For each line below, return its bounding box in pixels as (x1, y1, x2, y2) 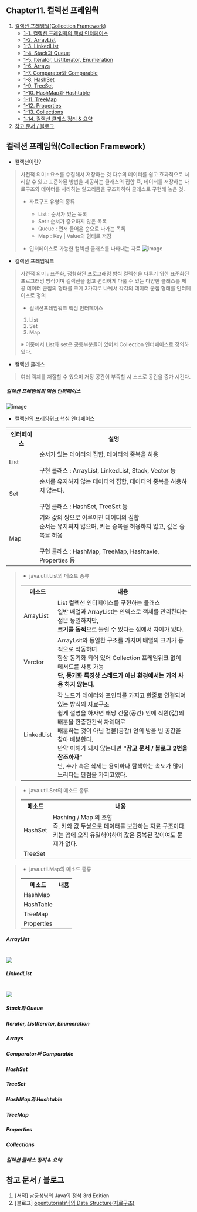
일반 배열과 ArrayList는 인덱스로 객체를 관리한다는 (57, 607, 188, 615)
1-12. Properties (23, 102, 62, 109)
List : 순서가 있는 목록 (38, 210, 87, 217)
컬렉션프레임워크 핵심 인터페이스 (29, 304, 104, 312)
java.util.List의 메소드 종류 (29, 572, 90, 579)
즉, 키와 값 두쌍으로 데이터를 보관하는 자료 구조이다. (52, 822, 186, 830)
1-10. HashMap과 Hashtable (23, 89, 90, 96)
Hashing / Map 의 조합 (52, 813, 113, 821)
